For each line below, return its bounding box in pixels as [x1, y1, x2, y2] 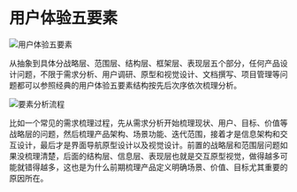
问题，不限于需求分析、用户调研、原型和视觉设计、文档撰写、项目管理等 [16, 68, 280, 80]
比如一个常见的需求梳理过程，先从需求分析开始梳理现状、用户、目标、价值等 [9, 117, 288, 128]
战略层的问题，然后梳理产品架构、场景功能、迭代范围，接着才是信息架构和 [9, 128, 280, 139]
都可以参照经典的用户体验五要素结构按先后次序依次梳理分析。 [16, 80, 241, 90]
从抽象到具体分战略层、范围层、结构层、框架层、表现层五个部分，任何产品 [9, 58, 280, 68]
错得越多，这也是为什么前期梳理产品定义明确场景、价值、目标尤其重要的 [24, 161, 288, 173]
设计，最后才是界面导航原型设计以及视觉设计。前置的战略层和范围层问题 [16, 139, 280, 150]
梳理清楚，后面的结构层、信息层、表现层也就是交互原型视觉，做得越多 [24, 150, 280, 161]
